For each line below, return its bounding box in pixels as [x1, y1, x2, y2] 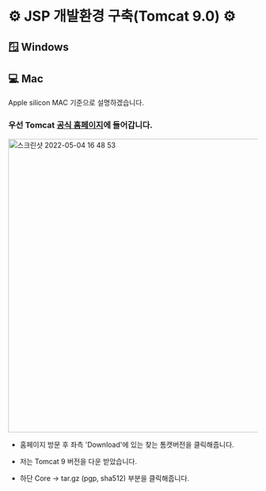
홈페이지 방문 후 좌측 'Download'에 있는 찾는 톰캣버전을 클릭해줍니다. [19, 440, 235, 449]
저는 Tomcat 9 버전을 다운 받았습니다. [19, 456, 137, 466]
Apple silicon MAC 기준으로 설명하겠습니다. [8, 98, 145, 108]
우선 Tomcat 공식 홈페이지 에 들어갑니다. [8, 120, 153, 131]
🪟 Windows [8, 40, 69, 54]
